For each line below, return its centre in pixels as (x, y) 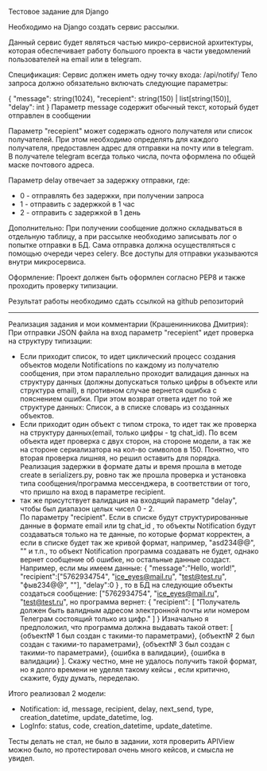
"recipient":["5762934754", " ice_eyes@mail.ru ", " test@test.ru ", (123, 576)
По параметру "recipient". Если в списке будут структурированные (134, 517)
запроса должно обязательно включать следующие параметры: (118, 83)
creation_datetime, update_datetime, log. (86, 717)
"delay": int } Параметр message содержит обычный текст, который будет (133, 107)
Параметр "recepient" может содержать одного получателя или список (130, 131)
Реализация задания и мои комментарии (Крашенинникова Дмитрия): (128, 324)
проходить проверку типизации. (63, 286)
